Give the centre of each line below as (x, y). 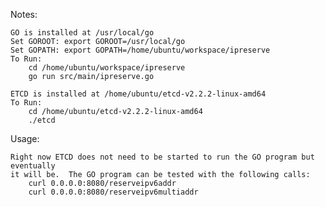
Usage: (25, 138)
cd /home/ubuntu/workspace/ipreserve (107, 68)
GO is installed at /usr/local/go (82, 33)
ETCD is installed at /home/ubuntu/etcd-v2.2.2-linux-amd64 (138, 94)
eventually (33, 166)
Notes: (24, 14)
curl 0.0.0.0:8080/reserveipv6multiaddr (113, 192)
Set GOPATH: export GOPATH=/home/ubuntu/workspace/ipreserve (140, 50)
